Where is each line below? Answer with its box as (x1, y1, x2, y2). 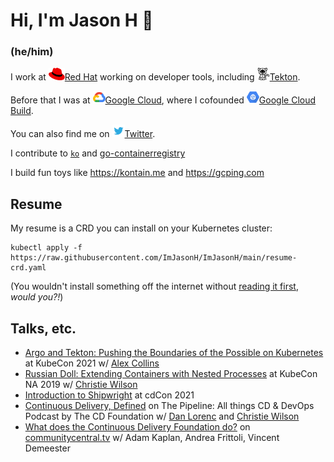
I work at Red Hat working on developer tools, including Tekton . (10, 71, 301, 83)
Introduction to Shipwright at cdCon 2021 (24, 389, 195, 401)
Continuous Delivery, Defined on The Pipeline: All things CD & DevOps (24, 400, 315, 412)
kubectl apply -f (10, 243, 83, 253)
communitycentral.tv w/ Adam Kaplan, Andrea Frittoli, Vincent (24, 432, 280, 444)
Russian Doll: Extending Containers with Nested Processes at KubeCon (24, 368, 318, 380)
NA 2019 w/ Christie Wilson (24, 379, 138, 391)
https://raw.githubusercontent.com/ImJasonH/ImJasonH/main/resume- (10, 253, 298, 263)
